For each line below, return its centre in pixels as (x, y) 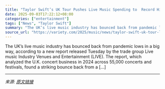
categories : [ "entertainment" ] (37, 19)
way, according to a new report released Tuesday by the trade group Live (79, 51)
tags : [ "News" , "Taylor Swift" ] (38, 23)
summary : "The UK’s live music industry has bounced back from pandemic (81, 28)
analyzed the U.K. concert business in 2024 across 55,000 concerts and (78, 62)
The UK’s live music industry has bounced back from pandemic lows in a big (82, 46)
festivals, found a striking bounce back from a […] (56, 67)
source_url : (17, 32)
